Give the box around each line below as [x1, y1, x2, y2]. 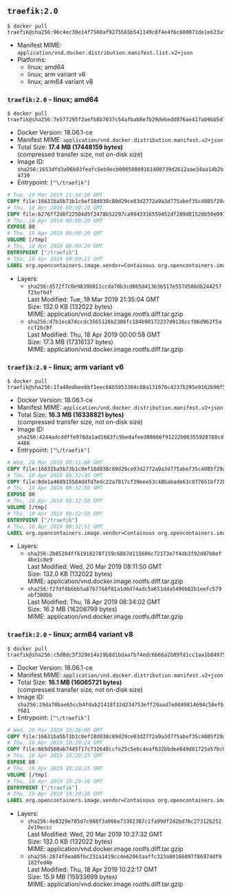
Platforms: [16, 55, 47, 63]
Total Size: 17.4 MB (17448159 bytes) [16, 143, 124, 151]
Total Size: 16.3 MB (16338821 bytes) [16, 410, 124, 419]
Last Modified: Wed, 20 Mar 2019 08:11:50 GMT [27, 562, 163, 571]
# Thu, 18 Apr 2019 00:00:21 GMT [7, 255, 103, 262]
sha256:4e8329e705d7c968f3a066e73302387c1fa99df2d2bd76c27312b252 [27, 818, 222, 825]
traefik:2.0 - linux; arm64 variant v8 [7, 630, 133, 640]
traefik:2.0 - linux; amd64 [7, 94, 99, 104]
